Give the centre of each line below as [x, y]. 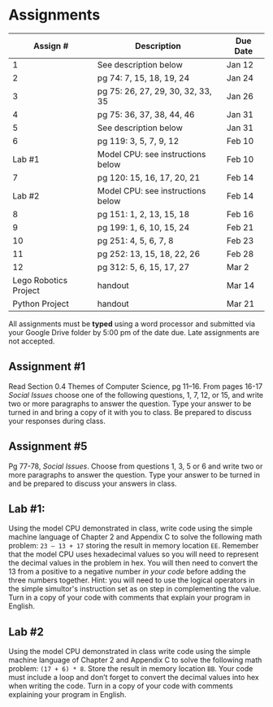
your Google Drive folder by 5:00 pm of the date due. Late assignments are [134, 332]
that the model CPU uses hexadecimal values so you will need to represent [134, 554]
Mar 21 [240, 303]
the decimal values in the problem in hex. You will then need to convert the [133, 563]
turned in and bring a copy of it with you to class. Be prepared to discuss [130, 412]
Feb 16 [240, 214]
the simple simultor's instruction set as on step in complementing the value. [135, 589]
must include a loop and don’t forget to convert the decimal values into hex [134, 678]
